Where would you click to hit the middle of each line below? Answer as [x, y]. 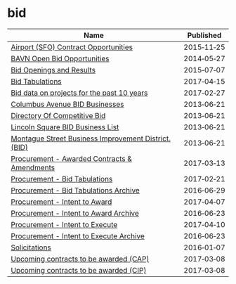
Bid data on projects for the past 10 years [79, 93]
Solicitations [31, 247]
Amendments [33, 167]
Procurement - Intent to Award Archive [75, 213]
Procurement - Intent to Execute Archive [78, 235]
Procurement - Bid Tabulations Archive [76, 190]
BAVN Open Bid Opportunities [60, 58]
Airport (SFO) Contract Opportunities [72, 47]
